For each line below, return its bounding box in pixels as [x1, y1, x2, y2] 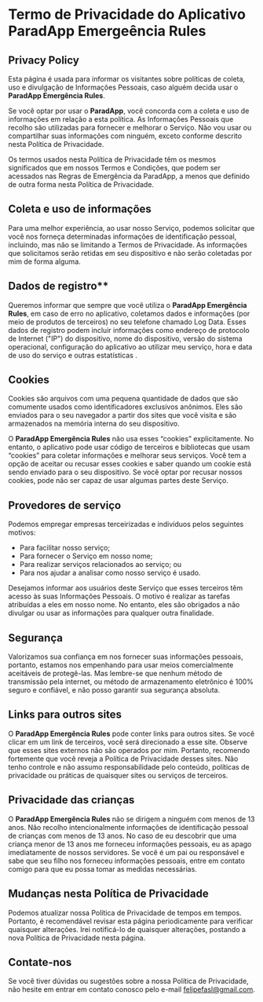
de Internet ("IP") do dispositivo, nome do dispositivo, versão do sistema [8, 334, 243, 343]
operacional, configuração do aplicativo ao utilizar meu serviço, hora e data [8, 342, 253, 351]
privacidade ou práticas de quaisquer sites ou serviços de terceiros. [8, 770, 228, 780]
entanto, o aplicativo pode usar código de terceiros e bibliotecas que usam [8, 442, 250, 452]
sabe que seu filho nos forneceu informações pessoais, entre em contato [8, 856, 246, 865]
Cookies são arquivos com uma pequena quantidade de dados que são [8, 394, 239, 404]
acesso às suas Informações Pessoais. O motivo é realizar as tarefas [8, 591, 231, 602]
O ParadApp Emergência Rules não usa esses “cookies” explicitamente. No [8, 434, 254, 444]
